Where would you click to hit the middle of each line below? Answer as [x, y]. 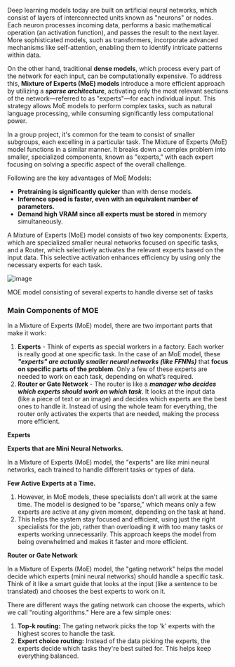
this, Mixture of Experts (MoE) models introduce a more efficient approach [116, 83]
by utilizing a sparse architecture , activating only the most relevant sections [118, 91]
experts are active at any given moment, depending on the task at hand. [121, 512]
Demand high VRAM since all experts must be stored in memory [112, 214]
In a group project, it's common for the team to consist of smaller [101, 134]
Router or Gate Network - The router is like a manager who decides [116, 384]
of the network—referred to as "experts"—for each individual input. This [112, 98]
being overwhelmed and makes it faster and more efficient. [103, 542]
